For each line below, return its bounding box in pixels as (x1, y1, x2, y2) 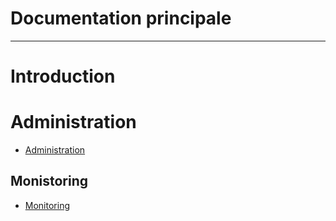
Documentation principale (10, 7, 232, 30)
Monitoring (24, 199, 70, 211)
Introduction (10, 65, 116, 88)
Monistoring (10, 173, 89, 190)
